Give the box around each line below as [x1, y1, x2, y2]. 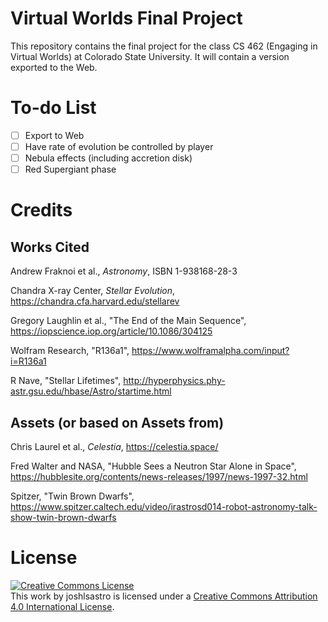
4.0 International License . [10, 600, 115, 612]
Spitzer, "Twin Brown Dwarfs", [10, 490, 135, 502]
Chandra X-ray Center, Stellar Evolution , [10, 285, 176, 297]
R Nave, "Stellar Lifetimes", [10, 375, 122, 387]
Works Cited [10, 238, 90, 256]
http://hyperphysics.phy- [123, 375, 226, 387]
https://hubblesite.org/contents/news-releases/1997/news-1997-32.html [10, 470, 308, 482]
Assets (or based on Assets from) [10, 414, 225, 431]
